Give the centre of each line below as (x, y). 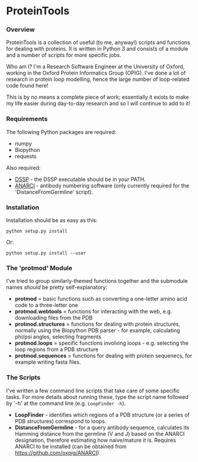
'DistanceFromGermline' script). (54, 192)
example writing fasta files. (48, 362)
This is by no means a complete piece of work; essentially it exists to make (98, 97)
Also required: (23, 167)
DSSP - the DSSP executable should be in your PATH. (80, 179)
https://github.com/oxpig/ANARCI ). (58, 452)
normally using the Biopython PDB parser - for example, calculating (97, 330)
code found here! (27, 86)
